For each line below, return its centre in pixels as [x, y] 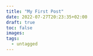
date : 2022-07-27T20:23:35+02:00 [47, 17]
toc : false [19, 28]
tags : [13, 38]
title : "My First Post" [35, 11]
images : [15, 33]
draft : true [20, 22]
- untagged [25, 44]
